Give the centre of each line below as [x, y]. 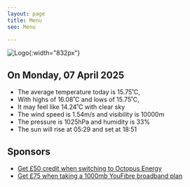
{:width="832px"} [55, 53]
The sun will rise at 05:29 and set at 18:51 [77, 129]
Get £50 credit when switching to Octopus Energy [90, 168]
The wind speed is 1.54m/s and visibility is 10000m [91, 115]
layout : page [26, 14]
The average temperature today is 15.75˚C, [79, 92]
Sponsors [29, 151]
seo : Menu [22, 27]
